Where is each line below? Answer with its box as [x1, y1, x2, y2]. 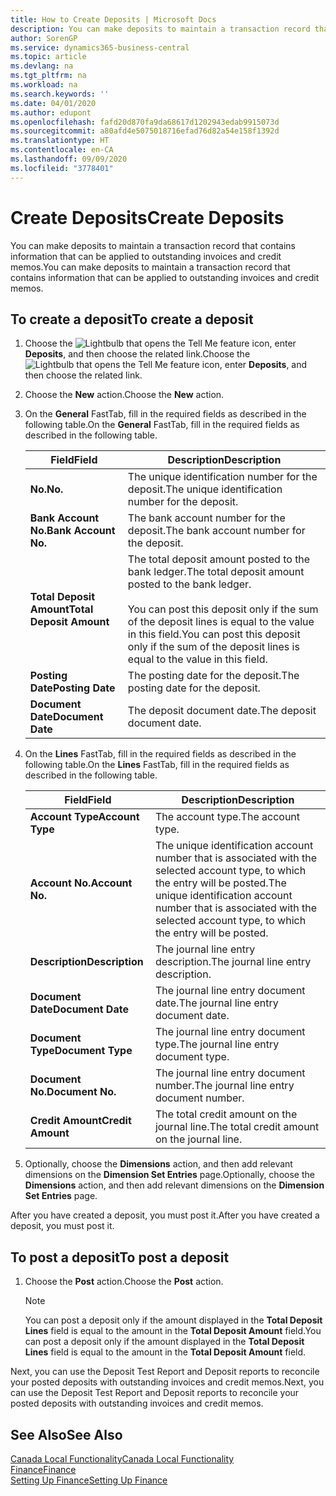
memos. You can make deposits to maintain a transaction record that [10, 261, 291, 273]
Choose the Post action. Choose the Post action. [24, 1276, 224, 1288]
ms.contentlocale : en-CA [10, 145, 114, 155]
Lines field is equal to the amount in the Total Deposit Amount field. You [24, 1325, 322, 1337]
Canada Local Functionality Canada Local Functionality [10, 1453, 235, 1465]
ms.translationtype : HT [10, 136, 110, 146]
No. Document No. [29, 1085, 117, 1099]
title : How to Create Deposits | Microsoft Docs [10, 14, 217, 25]
